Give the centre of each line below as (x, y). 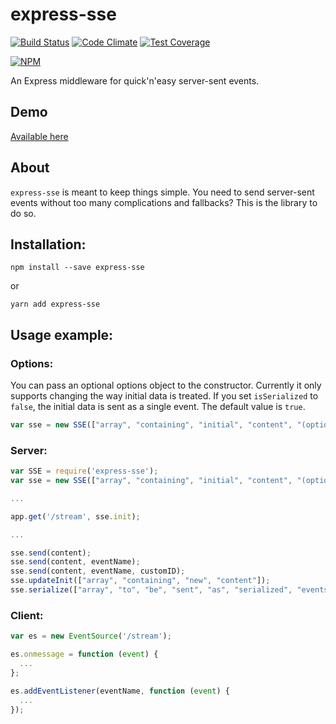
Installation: (48, 244)
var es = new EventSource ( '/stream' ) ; (91, 636)
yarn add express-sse (55, 304)
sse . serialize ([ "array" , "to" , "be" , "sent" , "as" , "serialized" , (151, 590)
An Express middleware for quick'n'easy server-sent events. (135, 80)
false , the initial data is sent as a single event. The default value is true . (158, 407)
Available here (39, 136)
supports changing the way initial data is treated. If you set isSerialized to (164, 396)
